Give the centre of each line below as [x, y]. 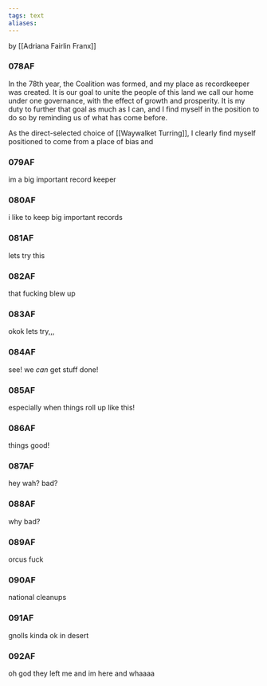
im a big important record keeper [63, 179]
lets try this [27, 255]
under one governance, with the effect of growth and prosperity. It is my [127, 100]
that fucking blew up [42, 293]
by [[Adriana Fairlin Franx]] [53, 45]
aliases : [23, 23]
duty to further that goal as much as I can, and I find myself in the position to [134, 109]
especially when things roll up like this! [72, 407]
